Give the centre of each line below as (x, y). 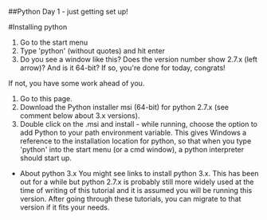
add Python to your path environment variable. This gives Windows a (133, 132)
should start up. (45, 158)
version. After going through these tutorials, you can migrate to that (130, 199)
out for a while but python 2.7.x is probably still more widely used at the (137, 182)
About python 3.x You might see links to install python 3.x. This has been (139, 173)
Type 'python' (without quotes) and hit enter (92, 51)
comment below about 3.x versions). (80, 116)
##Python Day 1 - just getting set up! (69, 12)
